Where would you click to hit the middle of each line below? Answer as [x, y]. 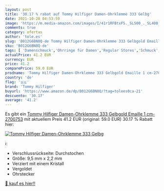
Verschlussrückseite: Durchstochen [48, 153]
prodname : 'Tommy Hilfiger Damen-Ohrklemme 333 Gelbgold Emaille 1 [75, 73]
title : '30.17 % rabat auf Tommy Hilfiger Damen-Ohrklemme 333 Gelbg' [78, 14]
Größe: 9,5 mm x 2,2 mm [37, 158]
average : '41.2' [21, 100]
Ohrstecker [23, 174]
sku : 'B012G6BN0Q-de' [27, 46]
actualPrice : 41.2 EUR [28, 55]
